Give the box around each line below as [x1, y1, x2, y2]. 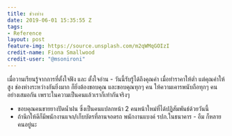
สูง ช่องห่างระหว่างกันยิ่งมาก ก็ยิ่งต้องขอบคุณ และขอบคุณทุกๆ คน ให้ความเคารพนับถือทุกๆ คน [7, 82, 218, 91]
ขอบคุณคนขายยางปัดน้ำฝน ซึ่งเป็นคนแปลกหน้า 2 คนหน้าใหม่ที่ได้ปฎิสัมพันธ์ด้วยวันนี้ [17, 104, 209, 112]
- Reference [7, 29, 42, 37]
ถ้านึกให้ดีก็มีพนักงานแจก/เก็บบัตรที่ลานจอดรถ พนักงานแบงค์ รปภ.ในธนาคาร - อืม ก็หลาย [17, 112, 222, 121]
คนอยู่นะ [17, 120, 37, 128]
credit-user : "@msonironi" [7, 56, 86, 63]
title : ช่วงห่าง [7, 10, 44, 17]
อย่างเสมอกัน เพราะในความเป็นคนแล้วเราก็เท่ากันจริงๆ [7, 90, 130, 98]
